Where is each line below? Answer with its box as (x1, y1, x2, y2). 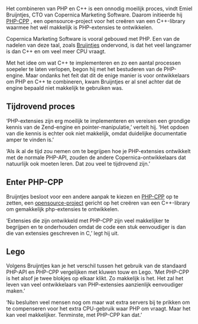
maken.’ (6, 287, 25, 294)
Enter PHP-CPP (6, 177, 64, 187)
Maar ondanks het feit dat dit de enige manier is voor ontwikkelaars (25, 72, 190, 79)
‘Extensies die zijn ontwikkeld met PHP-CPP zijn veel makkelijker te (6, 217, 170, 224)
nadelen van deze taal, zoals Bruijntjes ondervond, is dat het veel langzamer (6, 41, 192, 48)
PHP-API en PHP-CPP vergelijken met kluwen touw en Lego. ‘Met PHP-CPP (6, 268, 189, 276)
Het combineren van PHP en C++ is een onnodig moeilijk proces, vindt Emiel (6, 5, 193, 12)
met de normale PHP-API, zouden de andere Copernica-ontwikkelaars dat (6, 154, 186, 161)
